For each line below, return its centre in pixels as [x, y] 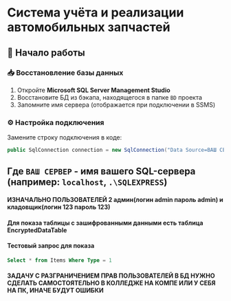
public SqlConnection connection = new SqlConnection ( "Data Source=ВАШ [112, 150]
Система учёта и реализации [96, 13]
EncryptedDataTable [37, 230]
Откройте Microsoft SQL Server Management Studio [93, 90]
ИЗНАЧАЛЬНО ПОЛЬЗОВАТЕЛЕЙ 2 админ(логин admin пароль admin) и [115, 200]
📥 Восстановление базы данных [65, 72]
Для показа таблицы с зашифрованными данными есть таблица [105, 223]
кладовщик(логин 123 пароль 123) [59, 207]
